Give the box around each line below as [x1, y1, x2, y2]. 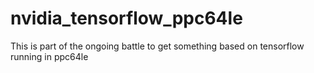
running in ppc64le [10, 50, 89, 62]
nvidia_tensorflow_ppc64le [10, 7, 243, 30]
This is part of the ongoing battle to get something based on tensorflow [10, 40, 305, 52]
